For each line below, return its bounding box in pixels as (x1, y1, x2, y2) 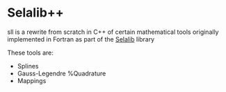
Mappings (17, 76, 47, 84)
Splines (17, 62, 39, 70)
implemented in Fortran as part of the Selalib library (7, 35, 155, 43)
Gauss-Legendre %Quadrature (17, 69, 106, 77)
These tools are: (7, 48, 54, 57)
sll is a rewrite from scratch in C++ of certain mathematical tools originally (7, 28, 219, 36)
